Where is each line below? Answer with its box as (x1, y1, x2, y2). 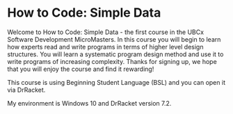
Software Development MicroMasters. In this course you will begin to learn (7, 35, 221, 43)
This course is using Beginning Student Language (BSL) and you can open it (7, 78, 226, 86)
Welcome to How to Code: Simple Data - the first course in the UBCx (7, 28, 204, 36)
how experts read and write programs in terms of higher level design (7, 42, 204, 51)
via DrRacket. (7, 85, 46, 94)
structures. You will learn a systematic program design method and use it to (7, 50, 224, 58)
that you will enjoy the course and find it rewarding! (7, 65, 154, 73)
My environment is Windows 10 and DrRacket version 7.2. (7, 99, 172, 107)
